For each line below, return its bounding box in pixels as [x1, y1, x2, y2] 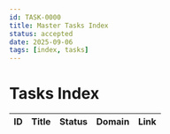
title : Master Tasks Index [9, 21, 109, 30]
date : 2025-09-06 [9, 37, 73, 47]
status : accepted [9, 29, 73, 38]
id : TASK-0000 [9, 12, 62, 22]
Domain [96, 115, 130, 128]
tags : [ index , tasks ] [9, 46, 89, 55]
